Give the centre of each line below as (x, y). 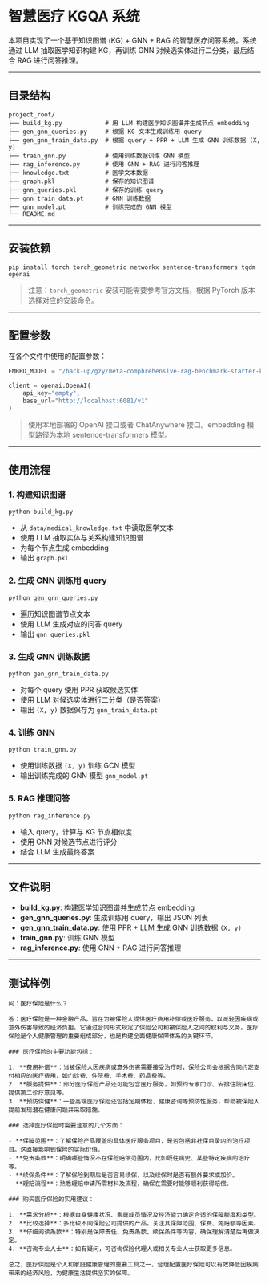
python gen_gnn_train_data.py (59, 674)
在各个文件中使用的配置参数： (57, 356)
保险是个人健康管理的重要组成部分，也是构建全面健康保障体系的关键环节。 (113, 1037)
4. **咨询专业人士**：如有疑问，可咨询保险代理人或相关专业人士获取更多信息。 (122, 1249)
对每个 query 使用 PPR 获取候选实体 (79, 690)
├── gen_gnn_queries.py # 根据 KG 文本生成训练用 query (105, 132)
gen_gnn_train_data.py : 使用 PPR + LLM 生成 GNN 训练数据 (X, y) (130, 927)
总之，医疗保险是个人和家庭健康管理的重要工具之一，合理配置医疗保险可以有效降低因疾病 (133, 1265)
